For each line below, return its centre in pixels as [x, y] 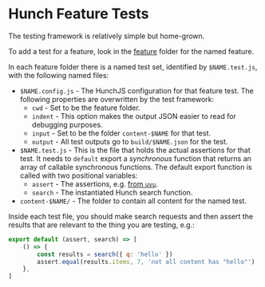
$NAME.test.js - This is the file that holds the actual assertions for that [135, 150]
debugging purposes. [67, 124]
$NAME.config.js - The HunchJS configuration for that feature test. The [136, 90]
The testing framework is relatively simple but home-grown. [107, 36]
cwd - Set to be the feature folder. [86, 108]
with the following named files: [59, 75]
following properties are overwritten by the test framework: [117, 99]
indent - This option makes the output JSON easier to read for [134, 116]
